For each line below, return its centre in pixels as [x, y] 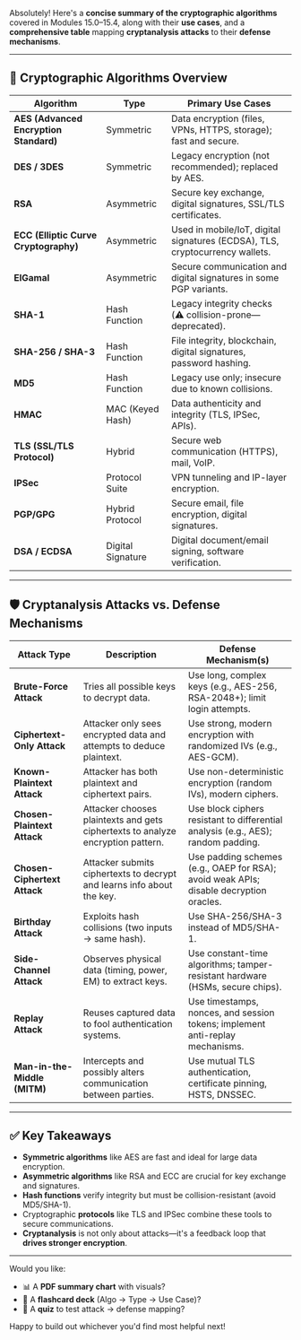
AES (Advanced [48, 118]
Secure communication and [229, 266]
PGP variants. [200, 289]
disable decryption [227, 890]
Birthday [33, 921]
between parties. [119, 1094]
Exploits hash [111, 916]
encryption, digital [210, 514]
